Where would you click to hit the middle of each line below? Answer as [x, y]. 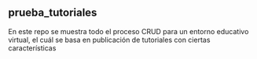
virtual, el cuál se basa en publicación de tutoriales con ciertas [109, 40]
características [32, 48]
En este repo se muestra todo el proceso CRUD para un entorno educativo [128, 31]
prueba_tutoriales [53, 13]
